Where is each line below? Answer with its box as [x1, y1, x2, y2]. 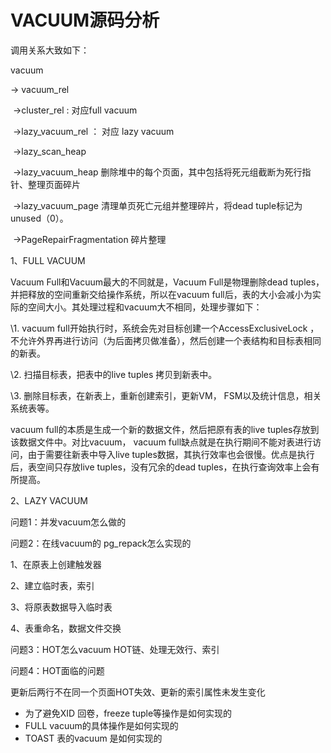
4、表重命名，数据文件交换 [10, 622, 122, 634]
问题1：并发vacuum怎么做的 [10, 516, 127, 528]
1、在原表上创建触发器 [10, 558, 102, 570]
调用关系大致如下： [10, 44, 90, 56]
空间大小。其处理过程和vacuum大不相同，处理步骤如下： [27, 301, 263, 313]
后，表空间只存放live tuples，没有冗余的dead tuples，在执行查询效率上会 [10, 461, 312, 473]
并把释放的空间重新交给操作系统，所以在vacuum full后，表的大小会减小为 [10, 288, 313, 300]
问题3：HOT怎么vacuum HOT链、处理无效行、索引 [10, 643, 220, 655]
